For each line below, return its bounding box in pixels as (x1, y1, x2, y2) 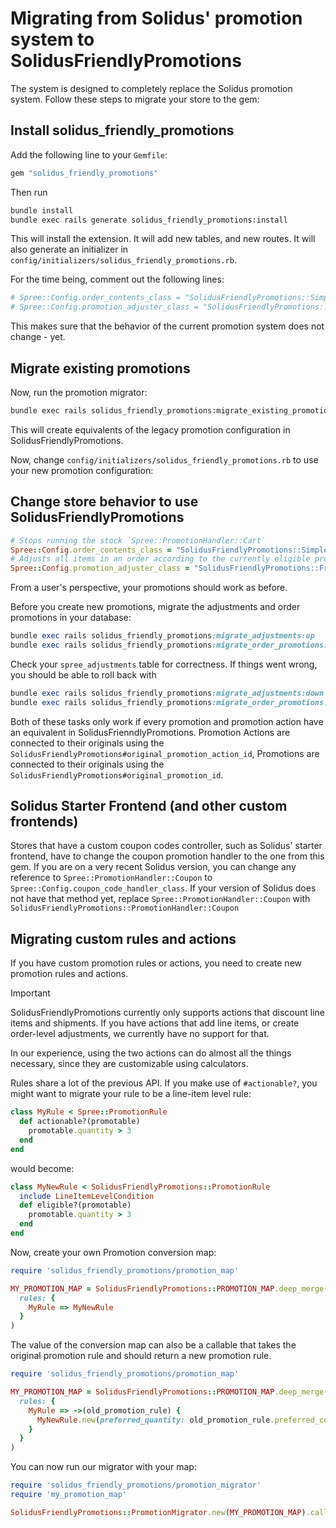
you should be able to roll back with (10, 668, 157, 681)
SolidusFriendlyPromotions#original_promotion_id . (10, 768, 224, 781)
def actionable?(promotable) (19, 1117, 141, 1127)
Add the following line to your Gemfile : (10, 148, 168, 161)
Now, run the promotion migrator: (10, 386, 148, 398)
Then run (10, 186, 48, 198)
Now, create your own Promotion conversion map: (10, 1246, 217, 1258)
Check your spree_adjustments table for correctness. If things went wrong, (10, 658, 318, 670)
